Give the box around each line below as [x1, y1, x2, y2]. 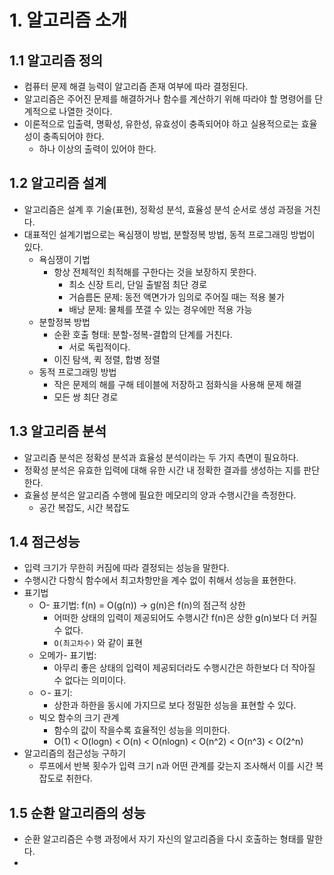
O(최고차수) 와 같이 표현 [53, 637, 143, 649]
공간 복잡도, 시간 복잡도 [38, 501, 131, 513]
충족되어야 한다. [42, 131, 105, 142]
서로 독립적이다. [68, 341, 131, 353]
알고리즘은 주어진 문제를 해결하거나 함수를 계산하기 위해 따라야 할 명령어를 [23, 93, 313, 105]
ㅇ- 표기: [38, 687, 73, 699]
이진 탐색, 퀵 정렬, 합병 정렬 [53, 353, 161, 365]
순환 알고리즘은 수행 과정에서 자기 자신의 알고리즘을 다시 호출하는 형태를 [23, 833, 305, 845]
